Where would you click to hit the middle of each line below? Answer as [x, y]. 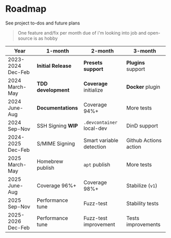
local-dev [95, 128]
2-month [102, 50]
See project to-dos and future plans [43, 23]
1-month [58, 50]
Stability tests [142, 203]
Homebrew [50, 161]
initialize [93, 90]
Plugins [136, 63]
